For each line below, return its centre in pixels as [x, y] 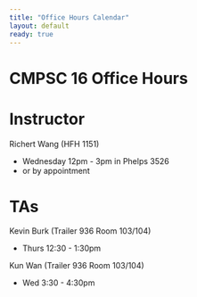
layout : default [39, 26]
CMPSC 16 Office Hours [99, 78]
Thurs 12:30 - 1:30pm [62, 248]
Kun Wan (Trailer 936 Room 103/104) [77, 266]
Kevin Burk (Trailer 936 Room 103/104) [80, 231]
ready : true [31, 34]
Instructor [47, 119]
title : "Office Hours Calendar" [69, 17]
